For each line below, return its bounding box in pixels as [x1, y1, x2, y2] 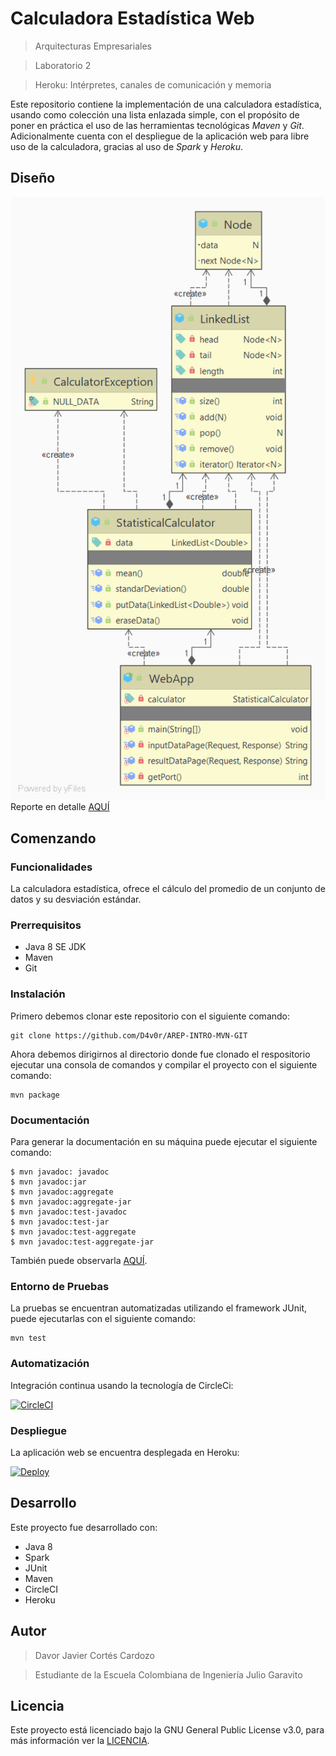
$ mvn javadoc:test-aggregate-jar [10, 1237, 155, 1247]
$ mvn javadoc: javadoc [10, 1167, 110, 1177]
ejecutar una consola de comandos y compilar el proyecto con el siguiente [10, 1058, 318, 1071]
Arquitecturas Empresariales [34, 40, 152, 52]
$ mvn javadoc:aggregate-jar [10, 1197, 132, 1207]
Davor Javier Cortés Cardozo [34, 1649, 155, 1661]
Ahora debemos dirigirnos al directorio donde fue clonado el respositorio [10, 1048, 311, 1060]
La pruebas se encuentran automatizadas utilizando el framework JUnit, [10, 1302, 308, 1314]
